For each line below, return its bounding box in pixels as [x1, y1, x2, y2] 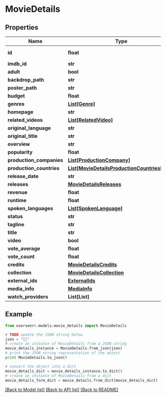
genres [7, 100, 25, 107]
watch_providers [7, 293, 48, 300]
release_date [7, 173, 39, 179]
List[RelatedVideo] [68, 117, 113, 123]
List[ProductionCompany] [68, 157, 130, 164]
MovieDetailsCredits [68, 261, 117, 268]
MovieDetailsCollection [68, 269, 124, 276]
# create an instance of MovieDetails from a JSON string [5, 341, 127, 347]
